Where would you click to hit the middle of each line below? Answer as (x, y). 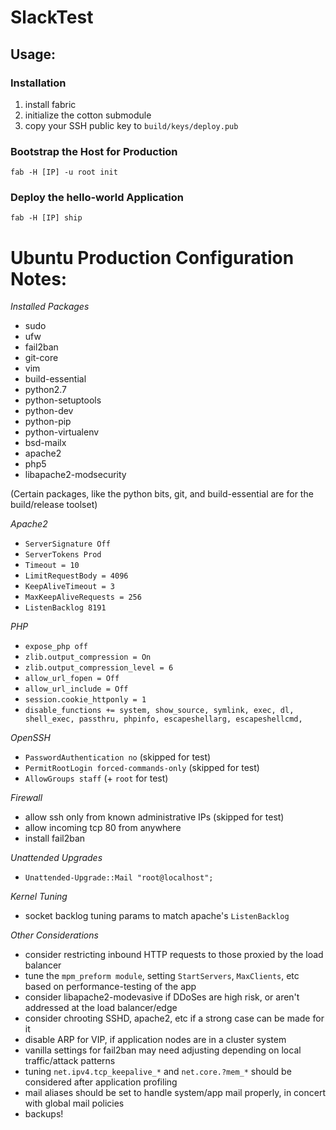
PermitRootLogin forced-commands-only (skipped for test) (142, 768)
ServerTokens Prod (63, 555)
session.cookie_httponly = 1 (85, 700)
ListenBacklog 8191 (65, 608)
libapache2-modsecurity (75, 475)
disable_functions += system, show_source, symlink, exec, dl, (159, 711)
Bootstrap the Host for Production (94, 151)
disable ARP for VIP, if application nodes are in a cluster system (155, 1040)
